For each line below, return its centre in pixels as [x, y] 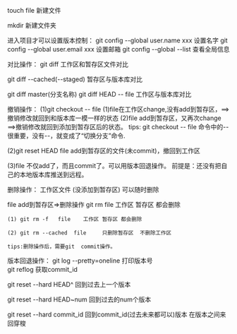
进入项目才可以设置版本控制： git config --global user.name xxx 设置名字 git [117, 40]
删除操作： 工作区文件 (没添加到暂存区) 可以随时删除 [84, 190]
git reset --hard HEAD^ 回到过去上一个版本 [69, 284]
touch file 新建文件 [34, 10]
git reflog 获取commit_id [42, 269]
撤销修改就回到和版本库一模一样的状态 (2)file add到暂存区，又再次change [114, 118]
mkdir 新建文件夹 [32, 25]
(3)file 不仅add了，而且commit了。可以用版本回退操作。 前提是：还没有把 [114, 166]
